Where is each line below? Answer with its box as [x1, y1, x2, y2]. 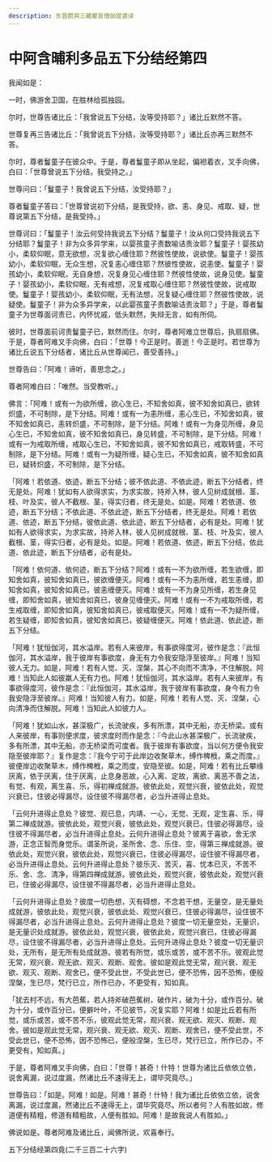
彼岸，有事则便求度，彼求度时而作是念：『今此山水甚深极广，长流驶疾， [22, 730, 261, 740]
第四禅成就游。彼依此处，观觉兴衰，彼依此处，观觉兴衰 [79, 869, 264, 879]
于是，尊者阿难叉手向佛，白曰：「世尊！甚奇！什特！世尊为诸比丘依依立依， [8, 1062, 261, 1072]
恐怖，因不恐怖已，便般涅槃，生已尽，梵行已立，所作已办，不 [57, 1035, 264, 1045]
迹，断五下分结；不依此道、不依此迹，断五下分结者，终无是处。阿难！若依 [8, 507, 257, 517]
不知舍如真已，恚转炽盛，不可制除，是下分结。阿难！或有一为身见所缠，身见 [8, 419, 264, 428]
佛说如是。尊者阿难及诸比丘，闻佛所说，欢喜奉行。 [8, 1127, 179, 1137]
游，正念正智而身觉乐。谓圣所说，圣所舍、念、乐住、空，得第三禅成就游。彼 [8, 839, 264, 849]
